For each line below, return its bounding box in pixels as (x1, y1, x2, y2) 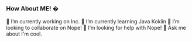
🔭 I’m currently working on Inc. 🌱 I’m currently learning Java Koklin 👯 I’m (6, 18, 180, 25)
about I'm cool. (6, 30, 42, 37)
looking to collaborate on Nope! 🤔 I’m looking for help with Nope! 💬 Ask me (6, 24, 186, 32)
